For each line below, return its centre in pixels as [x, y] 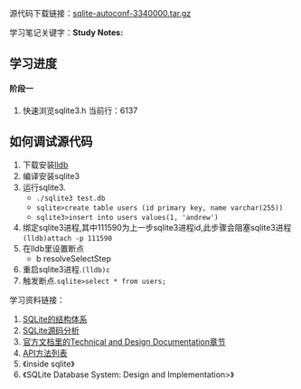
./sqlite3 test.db [71, 199]
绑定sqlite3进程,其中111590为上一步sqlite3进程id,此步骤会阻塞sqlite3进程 [157, 228]
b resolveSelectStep [73, 259]
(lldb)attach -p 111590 [67, 239]
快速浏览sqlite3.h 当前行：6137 [80, 110]
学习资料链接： [37, 300]
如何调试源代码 [51, 142]
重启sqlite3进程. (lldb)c [66, 270]
